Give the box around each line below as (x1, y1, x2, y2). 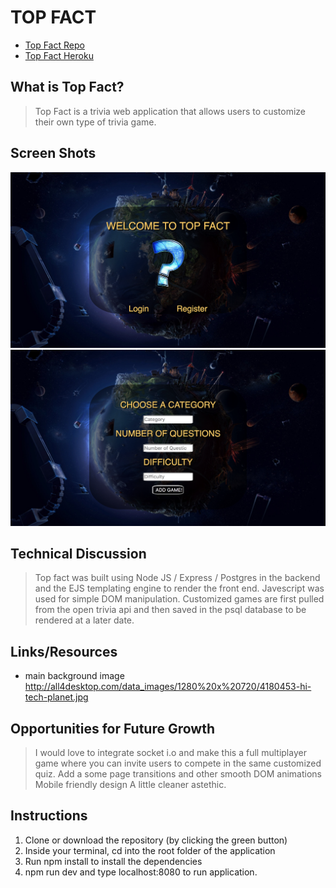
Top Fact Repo (24, 39, 85, 51)
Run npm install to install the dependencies (24, 855, 203, 867)
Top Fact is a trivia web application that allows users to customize (34, 105, 306, 117)
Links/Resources (10, 643, 118, 660)
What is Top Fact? (10, 79, 125, 96)
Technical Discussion (10, 546, 147, 562)
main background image (24, 670, 125, 682)
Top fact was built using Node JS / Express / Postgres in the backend (34, 572, 321, 584)
